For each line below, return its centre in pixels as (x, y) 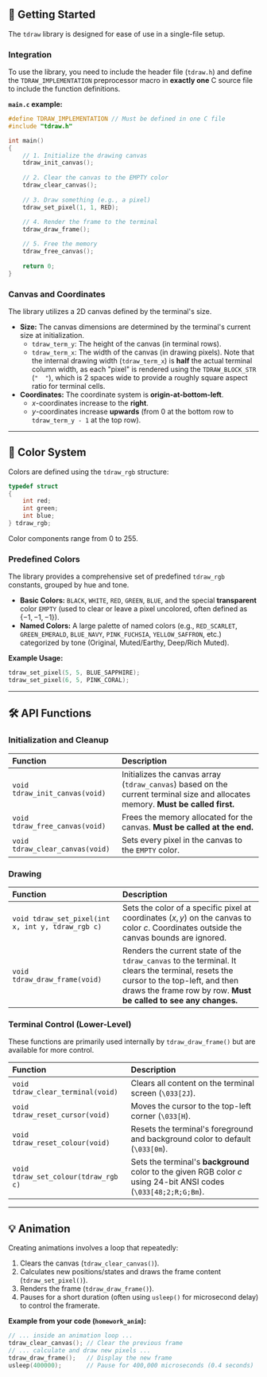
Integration (30, 54)
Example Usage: (36, 658)
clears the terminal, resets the (178, 971)
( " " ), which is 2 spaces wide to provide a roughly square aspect (139, 377)
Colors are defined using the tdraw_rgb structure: (89, 472)
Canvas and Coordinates (57, 294)
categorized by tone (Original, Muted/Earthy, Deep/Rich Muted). (124, 643)
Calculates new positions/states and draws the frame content (120, 1272)
